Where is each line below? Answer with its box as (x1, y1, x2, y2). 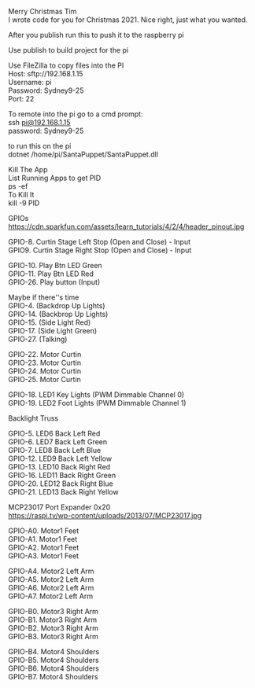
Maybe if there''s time (8, 292, 79, 302)
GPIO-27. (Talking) (8, 334, 68, 344)
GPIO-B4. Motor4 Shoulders (8, 647, 100, 656)
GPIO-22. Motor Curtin (8, 350, 82, 359)
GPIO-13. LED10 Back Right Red (8, 462, 111, 471)
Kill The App (8, 165, 48, 174)
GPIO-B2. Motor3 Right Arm (8, 624, 98, 632)
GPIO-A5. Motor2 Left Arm (8, 575, 94, 584)
